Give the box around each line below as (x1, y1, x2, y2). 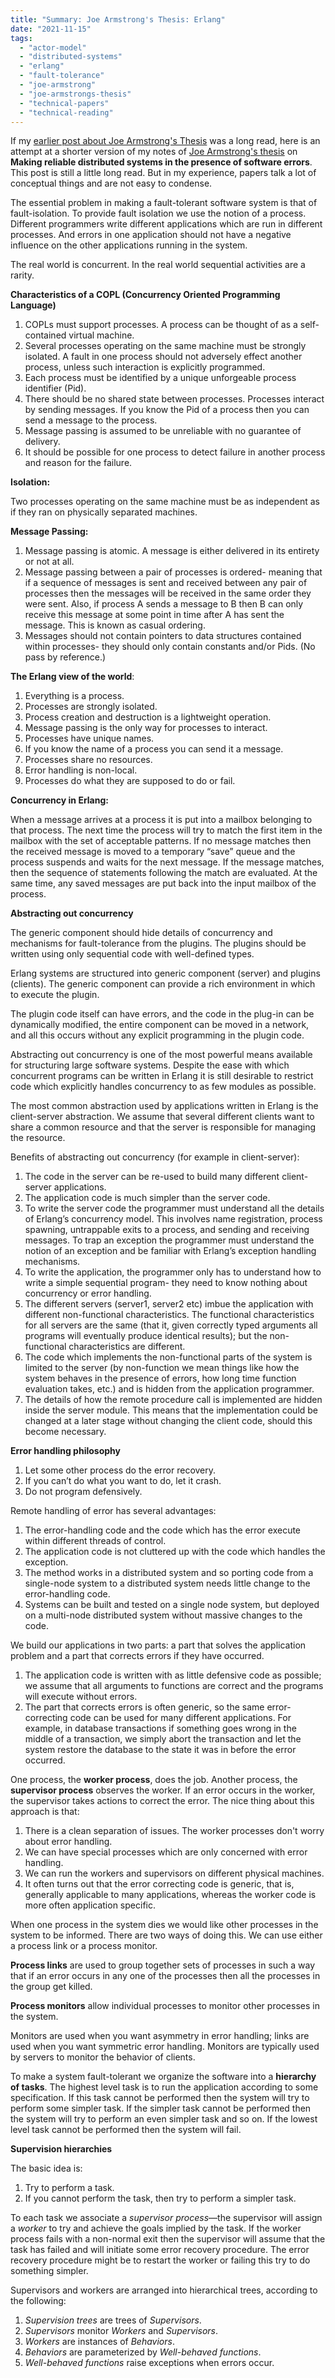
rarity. (10, 269, 35, 281)
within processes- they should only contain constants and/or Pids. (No (24, 641, 316, 653)
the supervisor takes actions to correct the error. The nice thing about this (10, 1795, 315, 1807)
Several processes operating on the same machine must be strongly (24, 340, 307, 352)
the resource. (10, 1132, 66, 1144)
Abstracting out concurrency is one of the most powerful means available (10, 1049, 313, 1061)
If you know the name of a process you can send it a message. (24, 743, 284, 755)
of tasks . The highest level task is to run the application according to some (10, 2081, 319, 2093)
